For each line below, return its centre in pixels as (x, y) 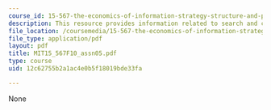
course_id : (27, 16)
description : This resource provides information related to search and (133, 23)
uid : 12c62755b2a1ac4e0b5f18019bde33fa (75, 69)
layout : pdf (28, 46)
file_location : (34, 31)
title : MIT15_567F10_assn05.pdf (63, 53)
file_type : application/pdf (56, 38)
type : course (30, 61)
